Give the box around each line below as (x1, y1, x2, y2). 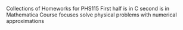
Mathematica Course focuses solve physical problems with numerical (6, 11, 177, 18)
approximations (6, 18, 45, 24)
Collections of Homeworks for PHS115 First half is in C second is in (6, 5, 170, 12)
